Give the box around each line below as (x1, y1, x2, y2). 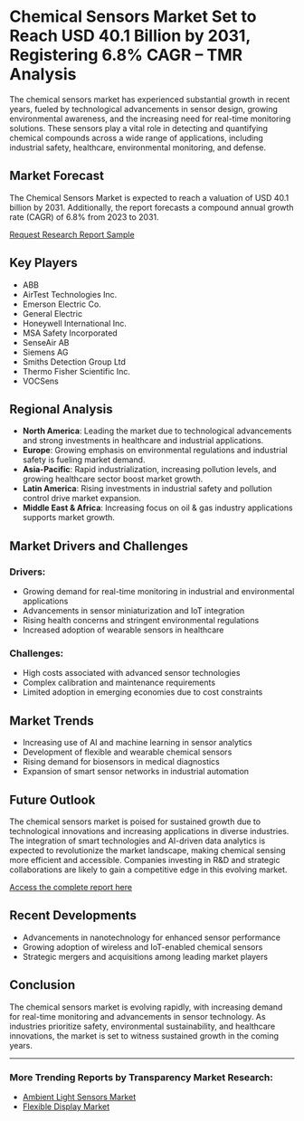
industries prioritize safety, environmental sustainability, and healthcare (9, 1021, 276, 1031)
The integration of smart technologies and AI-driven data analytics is (9, 835, 266, 846)
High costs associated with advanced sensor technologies (22, 668, 241, 679)
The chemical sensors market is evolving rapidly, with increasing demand (9, 1002, 283, 1012)
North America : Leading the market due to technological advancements (22, 425, 292, 436)
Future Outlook (9, 792, 96, 807)
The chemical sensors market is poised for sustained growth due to (9, 816, 261, 827)
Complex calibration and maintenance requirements (22, 677, 215, 689)
